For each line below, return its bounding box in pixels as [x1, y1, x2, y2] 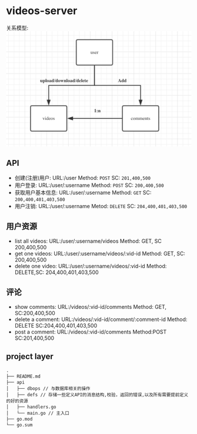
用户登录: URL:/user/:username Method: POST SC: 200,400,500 [14, 182, 164, 189]
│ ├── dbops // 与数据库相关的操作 [6, 386, 91, 392]
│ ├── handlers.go [6, 404, 57, 410]
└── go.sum [6, 422, 33, 428]
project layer [6, 352, 54, 362]
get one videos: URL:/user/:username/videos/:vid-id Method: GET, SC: [14, 250, 185, 257]
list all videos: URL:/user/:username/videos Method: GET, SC [14, 237, 162, 245]
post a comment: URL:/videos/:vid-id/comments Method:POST [14, 328, 167, 335]
